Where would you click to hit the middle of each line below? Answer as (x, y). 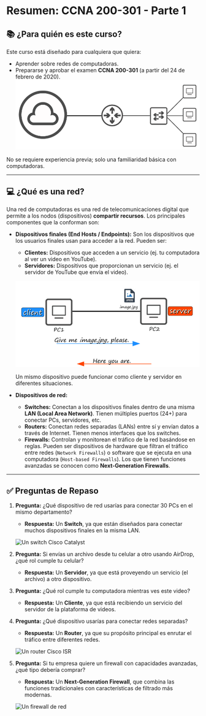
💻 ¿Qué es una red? (45, 192)
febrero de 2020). (38, 77)
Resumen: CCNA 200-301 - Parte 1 (96, 11)
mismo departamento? (44, 512)
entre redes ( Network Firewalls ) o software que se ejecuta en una (108, 453)
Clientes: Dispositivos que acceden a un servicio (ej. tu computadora (112, 253)
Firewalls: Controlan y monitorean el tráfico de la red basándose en (110, 440)
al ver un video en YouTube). (60, 259)
